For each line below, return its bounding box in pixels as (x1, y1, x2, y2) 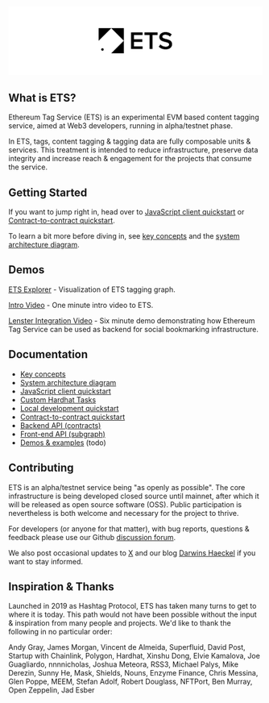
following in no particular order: (8, 627, 113, 637)
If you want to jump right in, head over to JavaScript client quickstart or (8, 207, 245, 217)
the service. (8, 162, 48, 172)
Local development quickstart (19, 403, 119, 413)
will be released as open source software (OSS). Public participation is (8, 499, 242, 510)
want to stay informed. (8, 556, 83, 566)
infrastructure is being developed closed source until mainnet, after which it (8, 491, 259, 501)
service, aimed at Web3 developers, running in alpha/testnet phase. (8, 121, 234, 131)
